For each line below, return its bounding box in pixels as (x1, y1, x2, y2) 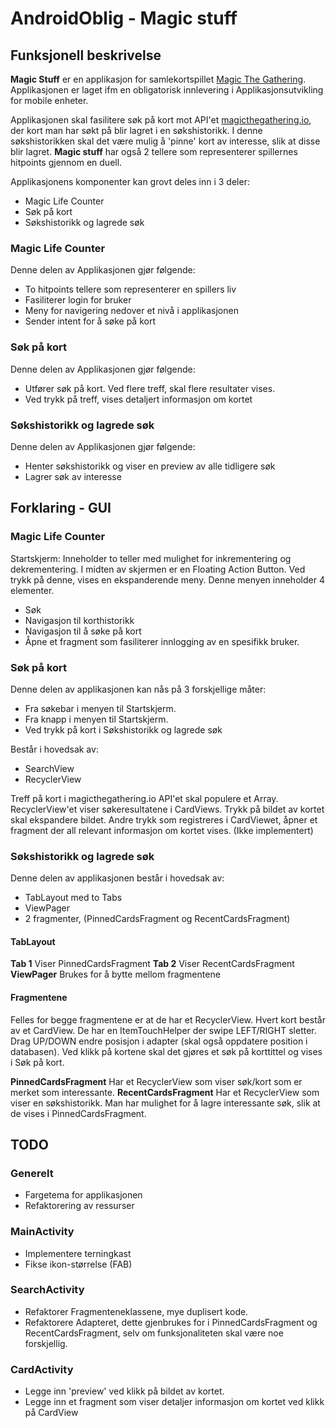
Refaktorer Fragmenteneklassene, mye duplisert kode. (24, 1305, 249, 1317)
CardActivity (10, 1362, 74, 1376)
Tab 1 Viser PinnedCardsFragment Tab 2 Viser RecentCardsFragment (10, 958, 295, 970)
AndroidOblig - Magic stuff (10, 7, 238, 30)
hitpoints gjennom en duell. (10, 157, 123, 168)
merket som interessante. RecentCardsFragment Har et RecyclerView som (10, 1086, 320, 1098)
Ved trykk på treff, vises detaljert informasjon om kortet (24, 393, 253, 405)
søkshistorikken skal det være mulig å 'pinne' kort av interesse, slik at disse (10, 135, 321, 147)
